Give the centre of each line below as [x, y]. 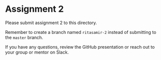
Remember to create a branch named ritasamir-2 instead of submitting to [81, 32]
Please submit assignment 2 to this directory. [51, 23]
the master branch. [24, 37]
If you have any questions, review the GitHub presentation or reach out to [80, 47]
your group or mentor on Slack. [37, 52]
